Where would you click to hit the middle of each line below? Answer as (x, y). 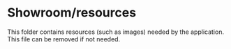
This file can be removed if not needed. (64, 39)
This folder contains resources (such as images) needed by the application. (116, 32)
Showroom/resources (72, 13)
